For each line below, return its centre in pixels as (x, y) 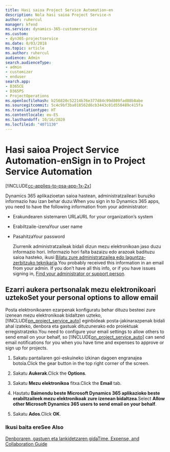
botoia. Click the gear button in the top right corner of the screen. (81, 363)
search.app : (18, 81)
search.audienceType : (28, 63)
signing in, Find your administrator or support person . (69, 273)
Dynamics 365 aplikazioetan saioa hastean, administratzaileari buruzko (80, 196)
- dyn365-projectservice (32, 39)
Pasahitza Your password (39, 236)
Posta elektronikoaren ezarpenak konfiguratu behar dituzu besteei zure (80, 310)
